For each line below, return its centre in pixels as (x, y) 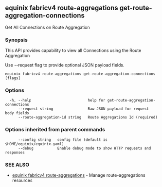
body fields (17, 113)
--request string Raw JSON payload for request (83, 109)
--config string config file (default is (63, 140)
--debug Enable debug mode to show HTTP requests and (84, 148)
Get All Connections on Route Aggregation (47, 27)
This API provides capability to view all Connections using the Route (73, 51)
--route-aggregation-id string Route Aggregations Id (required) (88, 118)
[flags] (13, 78)
